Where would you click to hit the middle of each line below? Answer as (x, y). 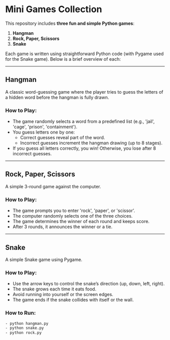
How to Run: (21, 313)
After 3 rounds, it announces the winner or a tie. (62, 227)
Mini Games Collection (54, 9)
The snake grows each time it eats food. (54, 289)
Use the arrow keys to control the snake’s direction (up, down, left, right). (89, 284)
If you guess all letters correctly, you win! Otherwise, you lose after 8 (84, 148)
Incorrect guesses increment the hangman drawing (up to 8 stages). (91, 143)
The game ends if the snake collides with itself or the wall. (73, 300)
